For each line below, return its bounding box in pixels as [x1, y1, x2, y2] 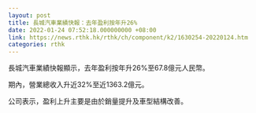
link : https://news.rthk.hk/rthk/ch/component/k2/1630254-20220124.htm [8, 33, 248, 42]
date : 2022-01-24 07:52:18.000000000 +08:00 [8, 26, 157, 34]
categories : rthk [8, 41, 65, 49]
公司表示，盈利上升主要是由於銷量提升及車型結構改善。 [8, 97, 187, 106]
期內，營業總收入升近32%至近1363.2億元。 [8, 80, 149, 89]
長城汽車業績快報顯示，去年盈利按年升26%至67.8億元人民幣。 [8, 64, 210, 73]
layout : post [8, 11, 51, 20]
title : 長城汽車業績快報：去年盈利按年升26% [8, 19, 138, 27]
